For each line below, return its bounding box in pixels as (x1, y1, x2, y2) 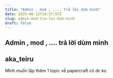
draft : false (5, 20, 32, 26)
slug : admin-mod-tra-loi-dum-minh (5, 16, 75, 21)
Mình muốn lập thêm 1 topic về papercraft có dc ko (5, 68, 107, 74)
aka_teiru (5, 55, 34, 63)
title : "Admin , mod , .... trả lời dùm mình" (5, 7, 101, 12)
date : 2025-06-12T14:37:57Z (5, 12, 62, 16)
